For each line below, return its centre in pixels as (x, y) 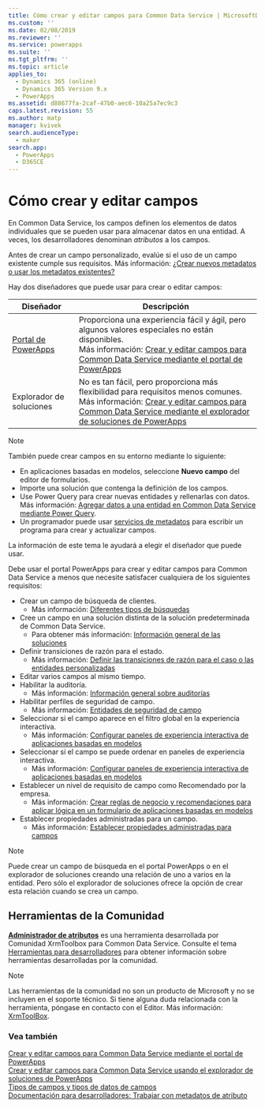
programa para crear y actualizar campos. (88, 530)
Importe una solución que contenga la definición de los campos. (124, 488)
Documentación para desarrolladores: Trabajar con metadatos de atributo (128, 1095)
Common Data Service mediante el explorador (164, 412)
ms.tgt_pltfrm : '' (38, 60)
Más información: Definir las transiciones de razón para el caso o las (143, 660)
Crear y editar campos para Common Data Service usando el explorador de (131, 1070)
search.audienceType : (44, 132)
